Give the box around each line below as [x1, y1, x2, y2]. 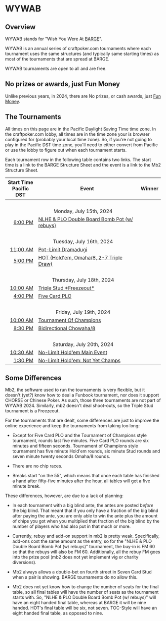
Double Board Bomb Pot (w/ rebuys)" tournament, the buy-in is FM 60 [12, 544, 155, 550]
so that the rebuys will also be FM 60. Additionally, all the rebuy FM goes [12, 549, 161, 555]
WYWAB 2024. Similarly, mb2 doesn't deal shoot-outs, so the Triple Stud [5, 402, 154, 409]
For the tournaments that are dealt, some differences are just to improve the [5, 417, 160, 424]
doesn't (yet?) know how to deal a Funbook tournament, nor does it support [5, 392, 159, 398]
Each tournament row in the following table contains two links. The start [5, 157, 151, 163]
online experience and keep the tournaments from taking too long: [5, 423, 140, 429]
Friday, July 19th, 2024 [55, 308, 111, 315]
